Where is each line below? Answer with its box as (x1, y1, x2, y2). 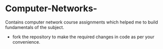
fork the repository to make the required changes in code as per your (12, 34, 155, 40)
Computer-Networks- (5, 3, 97, 14)
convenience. (12, 39, 41, 45)
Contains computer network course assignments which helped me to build (5, 19, 159, 25)
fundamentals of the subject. (5, 24, 64, 30)
